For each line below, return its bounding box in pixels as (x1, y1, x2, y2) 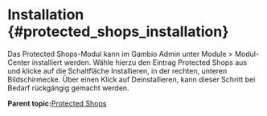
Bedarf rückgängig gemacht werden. (7, 82, 129, 93)
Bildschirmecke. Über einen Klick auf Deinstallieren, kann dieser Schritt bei (7, 74, 256, 84)
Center (7, 58, 31, 67)
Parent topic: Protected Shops (7, 98, 107, 108)
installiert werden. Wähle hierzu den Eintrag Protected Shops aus (31, 58, 247, 67)
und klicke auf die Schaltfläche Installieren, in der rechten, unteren (7, 66, 228, 75)
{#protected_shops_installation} (7, 22, 229, 41)
